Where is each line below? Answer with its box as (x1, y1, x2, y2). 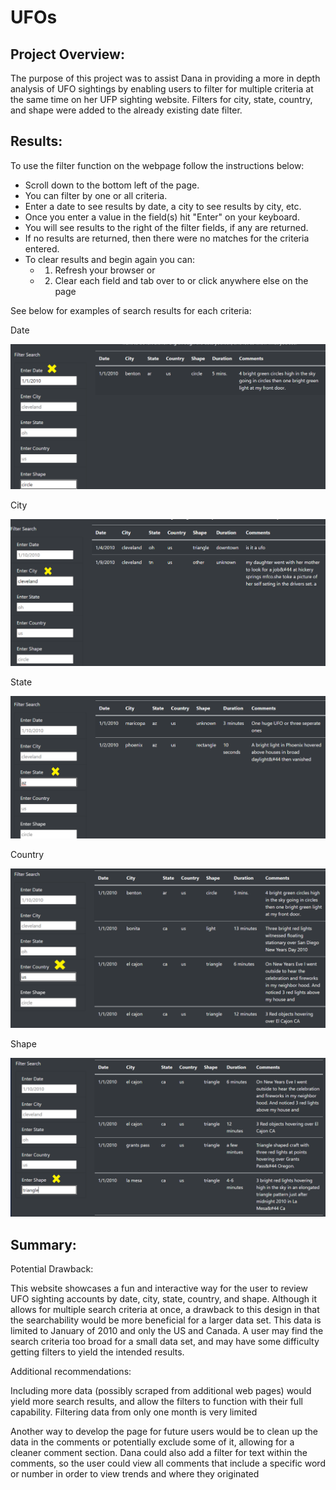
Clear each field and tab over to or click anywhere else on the (54, 274, 309, 286)
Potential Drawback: (10, 1262, 94, 1275)
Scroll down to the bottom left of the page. (24, 179, 200, 191)
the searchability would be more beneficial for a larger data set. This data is (10, 1314, 322, 1326)
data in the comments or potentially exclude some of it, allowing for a (10, 1436, 295, 1448)
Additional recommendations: (10, 1365, 132, 1377)
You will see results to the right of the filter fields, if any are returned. (24, 221, 309, 233)
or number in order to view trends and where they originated (10, 1467, 260, 1480)
